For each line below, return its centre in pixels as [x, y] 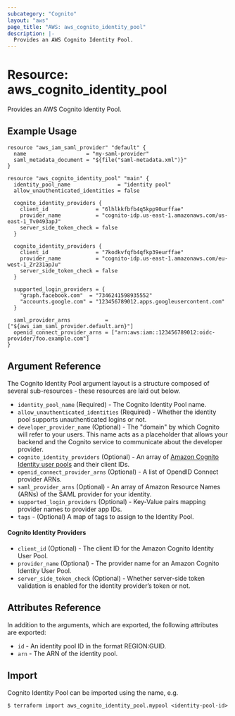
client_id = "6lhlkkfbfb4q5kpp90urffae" [102, 209]
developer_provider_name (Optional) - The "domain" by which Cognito [119, 427]
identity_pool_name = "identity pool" [93, 184]
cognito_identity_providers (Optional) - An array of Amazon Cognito [118, 457]
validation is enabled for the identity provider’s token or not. [104, 586]
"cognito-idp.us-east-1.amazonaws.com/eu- [165, 258]
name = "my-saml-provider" [82, 153]
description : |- [31, 33]
